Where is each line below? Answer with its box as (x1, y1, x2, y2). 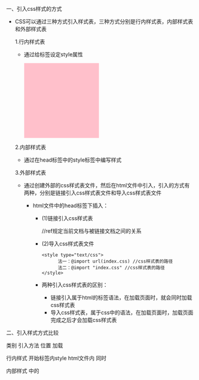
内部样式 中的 (6, 367, 39, 374)
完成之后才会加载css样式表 (50, 317, 117, 323)
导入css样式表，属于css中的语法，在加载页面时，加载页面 (50, 309, 194, 316)
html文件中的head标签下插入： (32, 202, 109, 209)
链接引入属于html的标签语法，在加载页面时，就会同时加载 (50, 294, 192, 301)
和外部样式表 (14, 26, 47, 32)
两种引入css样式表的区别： (41, 281, 108, 288)
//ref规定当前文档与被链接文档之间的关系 (41, 227, 142, 235)
